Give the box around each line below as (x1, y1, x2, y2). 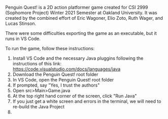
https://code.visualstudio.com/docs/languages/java (12, 66, 121, 72)
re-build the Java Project (12, 104, 65, 109)
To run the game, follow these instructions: (5, 46, 95, 51)
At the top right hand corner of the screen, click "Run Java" (12, 93, 137, 99)
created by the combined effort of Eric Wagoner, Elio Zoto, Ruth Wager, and (5, 15, 163, 21)
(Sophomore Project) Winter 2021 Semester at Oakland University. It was (5, 10, 157, 16)
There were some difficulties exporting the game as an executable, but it (5, 30, 157, 36)
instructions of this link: (12, 61, 62, 66)
